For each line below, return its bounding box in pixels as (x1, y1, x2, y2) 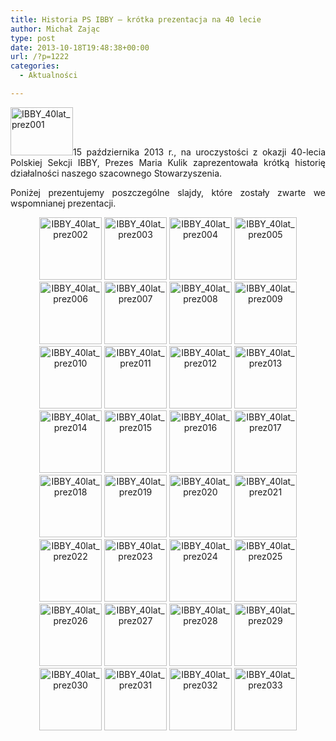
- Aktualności (19, 71, 78, 81)
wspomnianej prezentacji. (10, 197, 117, 209)
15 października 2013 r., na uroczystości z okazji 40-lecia (73, 146, 326, 158)
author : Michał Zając (10, 24, 101, 34)
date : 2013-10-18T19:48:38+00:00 (10, 42, 150, 53)
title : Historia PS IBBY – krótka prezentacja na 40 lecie (10, 14, 262, 25)
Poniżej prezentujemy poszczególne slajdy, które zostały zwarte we (10, 186, 326, 198)
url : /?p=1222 (10, 52, 70, 62)
